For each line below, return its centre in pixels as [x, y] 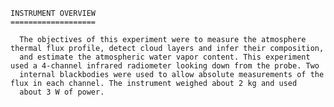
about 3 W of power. [62, 92]
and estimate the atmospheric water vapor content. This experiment [165, 57]
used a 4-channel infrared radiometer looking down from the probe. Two [165, 66]
